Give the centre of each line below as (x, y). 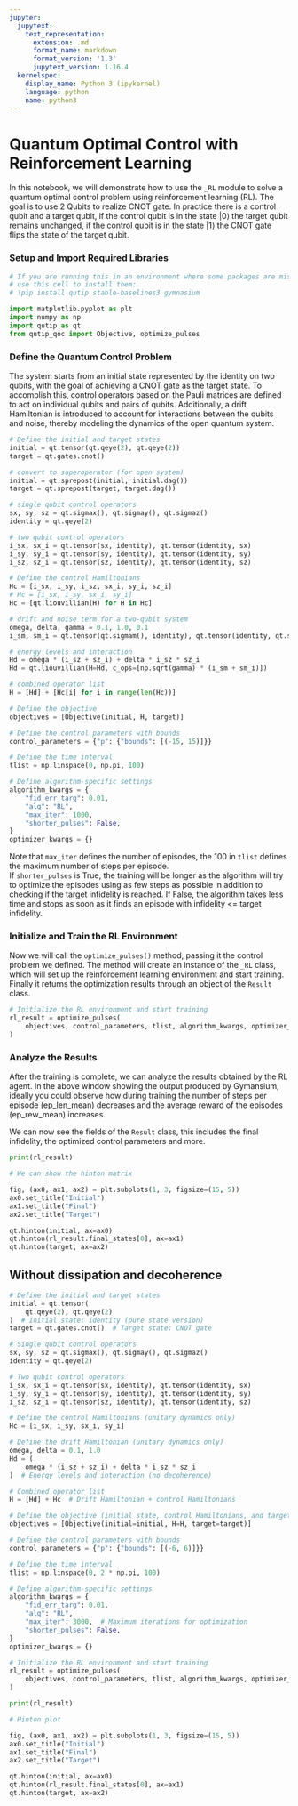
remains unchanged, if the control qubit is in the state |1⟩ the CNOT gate (141, 226)
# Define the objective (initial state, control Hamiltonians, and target (150, 1516)
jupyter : (25, 17)
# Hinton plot (35, 1719)
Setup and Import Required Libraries (89, 258)
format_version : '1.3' (74, 59)
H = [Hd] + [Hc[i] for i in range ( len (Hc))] (93, 693)
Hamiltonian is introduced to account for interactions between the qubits (141, 414)
